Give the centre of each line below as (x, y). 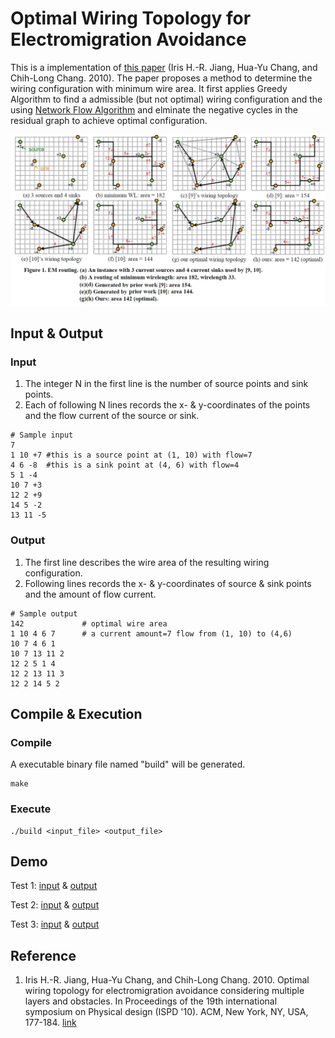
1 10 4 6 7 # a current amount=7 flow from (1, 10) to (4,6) (151, 633)
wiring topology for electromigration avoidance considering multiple (164, 991)
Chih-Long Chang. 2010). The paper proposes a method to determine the (161, 78)
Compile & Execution (76, 713)
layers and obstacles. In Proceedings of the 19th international (151, 1001)
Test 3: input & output (55, 924)
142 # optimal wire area (89, 623)
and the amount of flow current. (90, 594)
